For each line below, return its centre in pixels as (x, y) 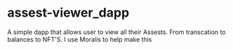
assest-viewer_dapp (68, 13)
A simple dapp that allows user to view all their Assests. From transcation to (116, 32)
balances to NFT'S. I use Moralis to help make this (80, 39)
